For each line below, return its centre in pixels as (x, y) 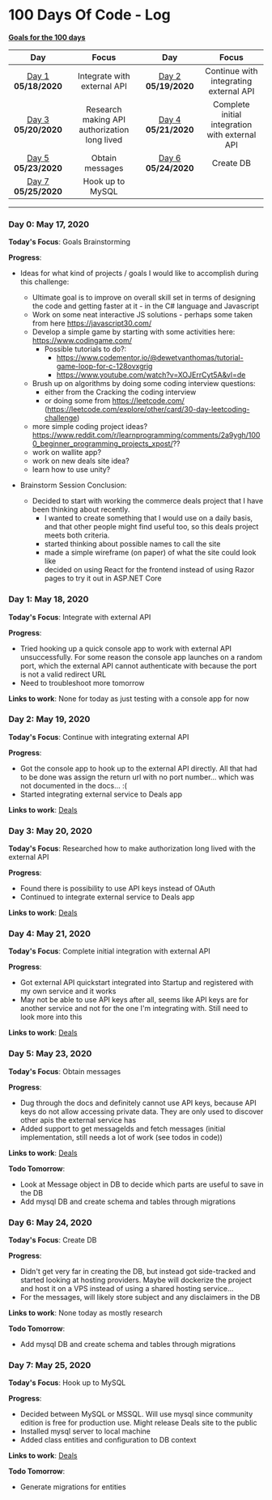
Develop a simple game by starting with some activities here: (134, 332)
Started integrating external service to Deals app (101, 794)
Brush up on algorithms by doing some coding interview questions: (144, 384)
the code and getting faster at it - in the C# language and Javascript (145, 306)
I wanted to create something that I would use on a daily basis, (149, 518)
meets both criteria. (77, 535)
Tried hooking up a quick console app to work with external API (126, 648)
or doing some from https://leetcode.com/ (114, 401)
